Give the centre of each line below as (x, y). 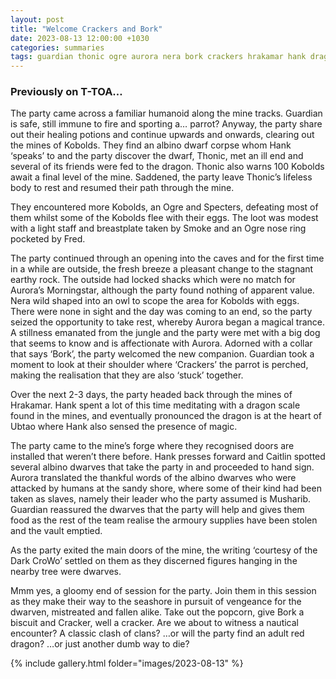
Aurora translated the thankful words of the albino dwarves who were (153, 478)
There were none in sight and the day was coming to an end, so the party (161, 312)
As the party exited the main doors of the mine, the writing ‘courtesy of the (164, 550)
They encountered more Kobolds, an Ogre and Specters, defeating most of (164, 207)
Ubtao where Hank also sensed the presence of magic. (124, 427)
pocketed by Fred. (48, 239)
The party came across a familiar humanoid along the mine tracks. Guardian (166, 113)
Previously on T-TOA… (66, 92)
